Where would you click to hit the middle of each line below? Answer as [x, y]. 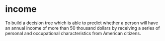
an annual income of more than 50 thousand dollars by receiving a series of [82, 28]
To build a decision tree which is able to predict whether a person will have [82, 23]
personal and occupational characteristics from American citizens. [73, 33]
